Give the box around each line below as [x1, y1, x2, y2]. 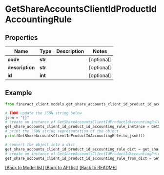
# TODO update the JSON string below [5, 110, 82, 116]
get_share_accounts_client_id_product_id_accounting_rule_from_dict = [5, 156, 152, 161]
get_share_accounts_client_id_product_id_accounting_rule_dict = [5, 147, 141, 151]
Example [5, 89, 32, 97]
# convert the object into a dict [5, 142, 76, 147]
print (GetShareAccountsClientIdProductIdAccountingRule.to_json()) [5, 133, 145, 138]
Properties [5, 33, 38, 42]
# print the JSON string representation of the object [5, 129, 119, 134]
